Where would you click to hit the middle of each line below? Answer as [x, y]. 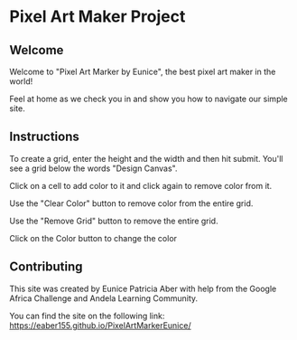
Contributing [46, 267]
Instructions [44, 137]
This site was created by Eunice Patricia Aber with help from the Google [143, 288]
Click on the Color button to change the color [93, 238]
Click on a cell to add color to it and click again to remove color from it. [141, 185]
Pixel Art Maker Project [97, 17]
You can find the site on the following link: [87, 316]
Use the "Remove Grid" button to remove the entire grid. [114, 221]
